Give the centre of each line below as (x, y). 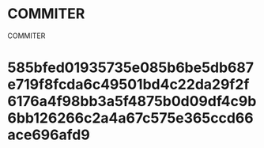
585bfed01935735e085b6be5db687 (131, 68)
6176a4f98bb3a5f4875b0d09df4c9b (132, 102)
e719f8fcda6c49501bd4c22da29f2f (128, 85)
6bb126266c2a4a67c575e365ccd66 (130, 118)
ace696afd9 (49, 135)
